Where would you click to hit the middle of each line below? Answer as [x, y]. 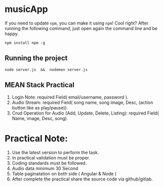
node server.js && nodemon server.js [46, 69]
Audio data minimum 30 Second [45, 168]
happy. [12, 33]
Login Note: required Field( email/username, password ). [70, 97]
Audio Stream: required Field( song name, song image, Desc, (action [82, 102]
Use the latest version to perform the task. [55, 152]
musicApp [26, 9]
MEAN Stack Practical [39, 85]
